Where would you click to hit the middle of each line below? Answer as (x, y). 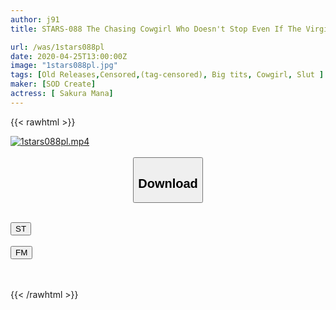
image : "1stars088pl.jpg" (64, 66)
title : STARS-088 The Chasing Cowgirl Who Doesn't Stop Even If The (156, 29)
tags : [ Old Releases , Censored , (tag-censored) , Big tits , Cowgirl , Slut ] (167, 75)
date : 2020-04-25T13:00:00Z (69, 56)
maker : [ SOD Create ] (53, 84)
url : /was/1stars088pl (57, 47)
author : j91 (35, 19)
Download (168, 183)
